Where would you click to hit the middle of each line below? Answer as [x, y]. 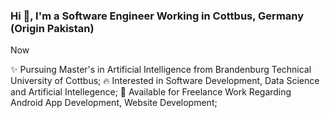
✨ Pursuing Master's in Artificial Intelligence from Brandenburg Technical [161, 70]
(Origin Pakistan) [52, 28]
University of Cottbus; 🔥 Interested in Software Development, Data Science [165, 81]
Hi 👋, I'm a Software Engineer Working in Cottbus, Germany [157, 16]
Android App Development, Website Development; [114, 103]
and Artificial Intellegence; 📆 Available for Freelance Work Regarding [151, 92]
